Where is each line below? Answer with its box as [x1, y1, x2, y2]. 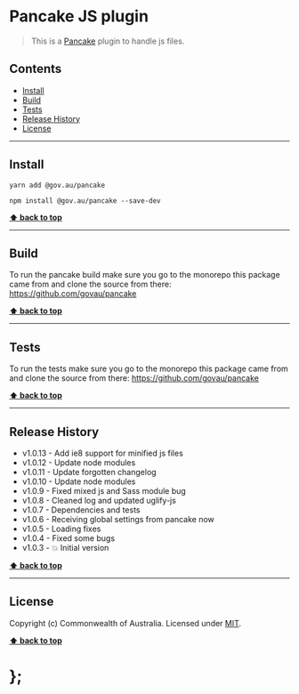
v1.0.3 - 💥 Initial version [21, 543, 109, 553]
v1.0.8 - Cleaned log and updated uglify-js [21, 496, 176, 505]
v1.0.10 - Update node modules [21, 476, 136, 487]
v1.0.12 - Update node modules [21, 457, 136, 468]
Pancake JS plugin [9, 6, 149, 27]
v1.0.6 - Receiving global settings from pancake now [21, 514, 215, 524]
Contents [9, 61, 62, 77]
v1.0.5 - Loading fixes [21, 523, 101, 534]
